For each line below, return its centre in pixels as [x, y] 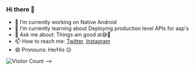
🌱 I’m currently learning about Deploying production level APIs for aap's [102, 28]
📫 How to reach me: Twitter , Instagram [62, 41]
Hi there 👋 [21, 9]
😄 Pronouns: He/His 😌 [43, 50]
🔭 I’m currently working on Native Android [66, 22]
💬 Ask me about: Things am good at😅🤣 [63, 35]
